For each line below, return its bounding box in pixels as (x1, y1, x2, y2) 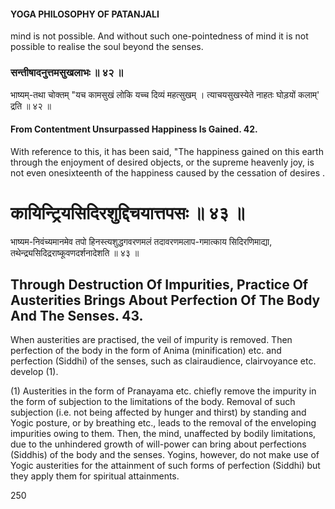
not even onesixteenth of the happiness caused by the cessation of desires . (10, 166, 326, 179)
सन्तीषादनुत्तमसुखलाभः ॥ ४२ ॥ (10, 66, 124, 80)
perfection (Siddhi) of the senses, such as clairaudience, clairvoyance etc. (10, 355, 317, 367)
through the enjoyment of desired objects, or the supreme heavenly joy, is (10, 156, 315, 168)
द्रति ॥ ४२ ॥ (10, 100, 52, 112)
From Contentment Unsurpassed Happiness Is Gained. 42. (10, 123, 258, 135)
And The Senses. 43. (10, 308, 144, 325)
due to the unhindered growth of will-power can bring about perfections (10, 438, 307, 450)
